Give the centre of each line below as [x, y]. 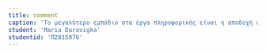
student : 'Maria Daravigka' [55, 30]
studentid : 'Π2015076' [46, 37]
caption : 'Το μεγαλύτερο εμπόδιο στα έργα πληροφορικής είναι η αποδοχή [131, 23]
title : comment [33, 15]
